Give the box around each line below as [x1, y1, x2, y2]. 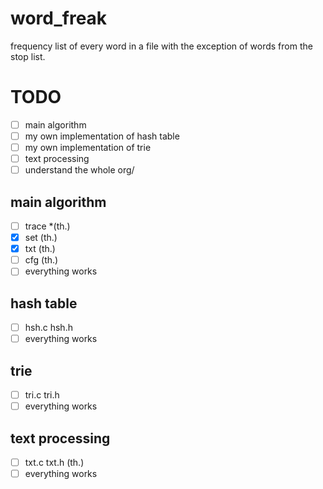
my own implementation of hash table [24, 130, 180, 142]
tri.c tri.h [24, 389, 60, 401]
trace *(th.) [24, 220, 71, 232]
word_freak [10, 7, 108, 30]
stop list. [10, 50, 46, 62]
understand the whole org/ [24, 164, 135, 176]
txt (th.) [24, 243, 56, 255]
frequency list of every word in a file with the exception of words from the [10, 40, 313, 52]
